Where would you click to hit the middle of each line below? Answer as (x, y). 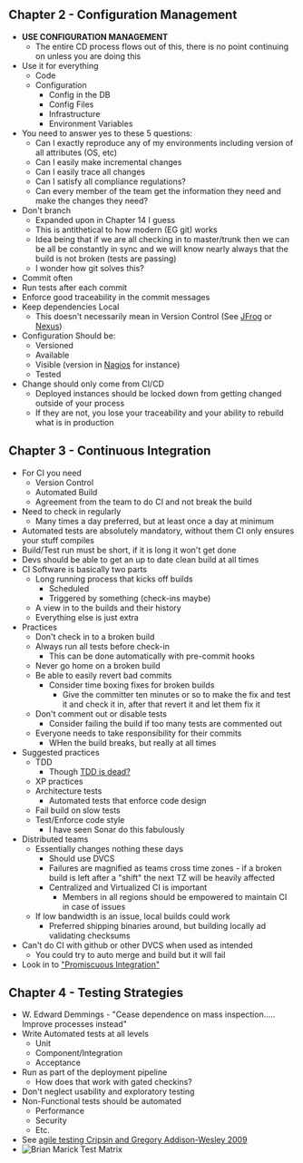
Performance (60, 1111)
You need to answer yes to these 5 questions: (107, 133)
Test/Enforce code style (80, 819)
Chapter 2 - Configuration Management (123, 15)
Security (51, 1120)
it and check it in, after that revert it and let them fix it (161, 704)
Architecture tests (68, 791)
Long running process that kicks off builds (114, 579)
